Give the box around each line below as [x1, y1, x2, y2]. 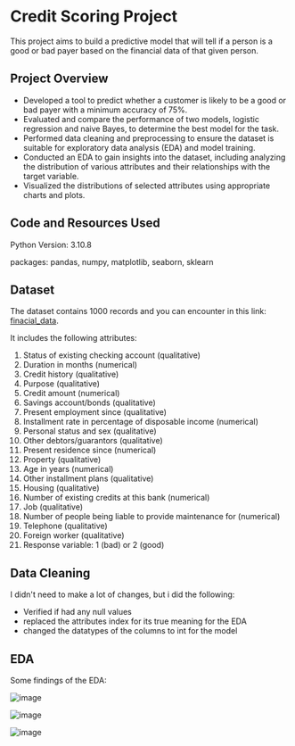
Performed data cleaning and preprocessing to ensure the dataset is [22, 132, 275, 144]
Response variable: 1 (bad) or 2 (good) [22, 540, 165, 551]
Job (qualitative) [22, 501, 84, 512]
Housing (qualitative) [22, 483, 101, 493]
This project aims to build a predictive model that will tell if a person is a [10, 36, 273, 46]
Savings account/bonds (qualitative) [22, 397, 157, 408]
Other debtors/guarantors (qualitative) [22, 435, 163, 446]
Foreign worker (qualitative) [22, 530, 125, 541]
